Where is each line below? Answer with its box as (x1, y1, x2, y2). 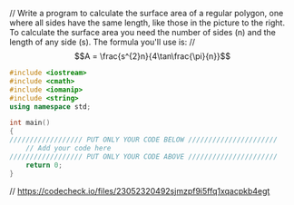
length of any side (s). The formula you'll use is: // (9, 36, 196, 47)
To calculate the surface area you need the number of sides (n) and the (9, 27, 277, 37)
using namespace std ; (9, 102, 92, 112)
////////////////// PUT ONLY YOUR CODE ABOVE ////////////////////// (9, 151, 279, 161)
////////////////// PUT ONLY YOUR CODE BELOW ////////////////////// (9, 135, 279, 144)
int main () (9, 118, 51, 128)
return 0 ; (25, 161, 64, 170)
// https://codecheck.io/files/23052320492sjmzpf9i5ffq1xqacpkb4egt (9, 185, 270, 196)
